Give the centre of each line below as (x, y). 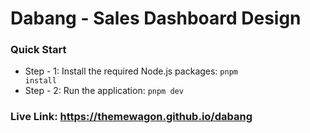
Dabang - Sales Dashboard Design (156, 18)
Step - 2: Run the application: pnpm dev (104, 91)
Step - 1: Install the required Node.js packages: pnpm (131, 71)
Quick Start (38, 50)
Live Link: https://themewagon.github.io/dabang (131, 117)
